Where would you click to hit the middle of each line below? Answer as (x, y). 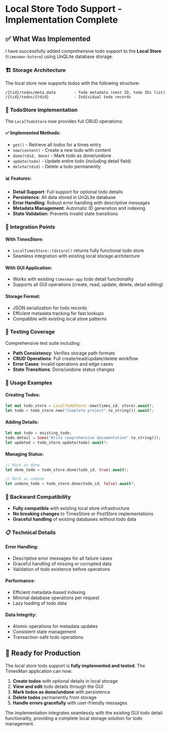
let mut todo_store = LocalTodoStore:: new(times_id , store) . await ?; (80, 406)
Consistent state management (44, 632)
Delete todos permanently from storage (55, 697)
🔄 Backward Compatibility (38, 497)
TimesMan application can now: (39, 671)
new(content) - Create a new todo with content (62, 150)
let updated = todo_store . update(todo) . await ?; (57, 442)
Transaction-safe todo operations (48, 637)
